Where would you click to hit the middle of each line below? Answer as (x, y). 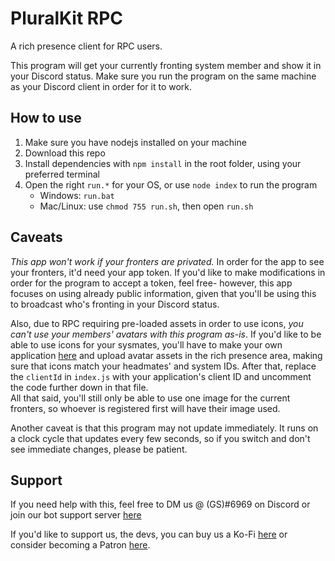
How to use (46, 118)
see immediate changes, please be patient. (99, 449)
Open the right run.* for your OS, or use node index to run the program (171, 184)
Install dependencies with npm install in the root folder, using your (163, 163)
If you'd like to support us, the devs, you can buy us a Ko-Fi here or (149, 534)
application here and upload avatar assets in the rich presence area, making (166, 355)
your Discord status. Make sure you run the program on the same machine (163, 76)
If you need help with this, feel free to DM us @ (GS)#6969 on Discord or (160, 504)
